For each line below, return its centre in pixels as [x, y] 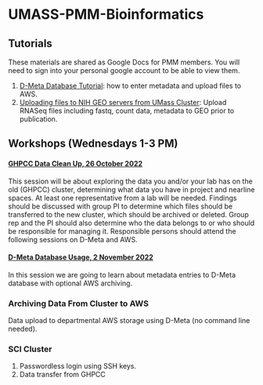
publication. [38, 119]
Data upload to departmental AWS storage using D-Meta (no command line [129, 321]
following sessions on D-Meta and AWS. [73, 239]
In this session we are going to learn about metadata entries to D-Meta [122, 274]
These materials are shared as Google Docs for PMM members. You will [124, 62]
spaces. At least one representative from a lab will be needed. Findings [122, 198]
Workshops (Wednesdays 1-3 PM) [93, 144]
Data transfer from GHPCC [62, 375]
